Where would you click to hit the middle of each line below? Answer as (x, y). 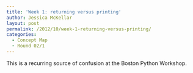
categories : (21, 35)
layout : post (23, 23)
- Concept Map (30, 40)
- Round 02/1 (28, 46)
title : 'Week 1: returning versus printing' (64, 12)
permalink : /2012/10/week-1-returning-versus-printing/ (79, 29)
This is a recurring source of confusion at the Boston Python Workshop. (97, 63)
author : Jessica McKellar (39, 18)
